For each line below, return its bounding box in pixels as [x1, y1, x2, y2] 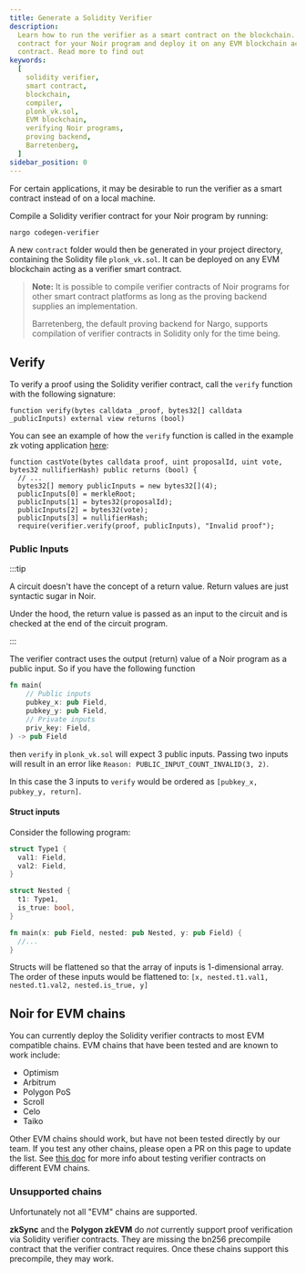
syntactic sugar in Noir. [9, 591, 97, 602]
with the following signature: [9, 389, 116, 400]
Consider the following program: [9, 826, 131, 837]
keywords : [9, 56, 47, 65]
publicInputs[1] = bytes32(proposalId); [17, 498, 173, 507]
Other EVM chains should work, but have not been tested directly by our [9, 1133, 280, 1144]
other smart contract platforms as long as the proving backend [31, 291, 267, 302]
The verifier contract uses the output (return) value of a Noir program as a [9, 654, 287, 665]
